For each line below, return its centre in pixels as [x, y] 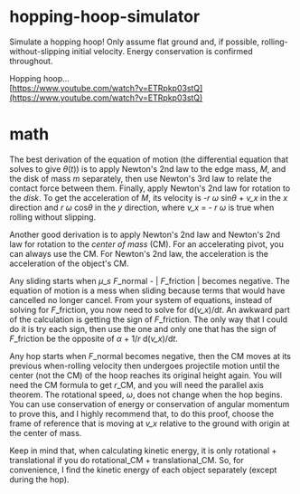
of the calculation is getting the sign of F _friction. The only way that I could [148, 319]
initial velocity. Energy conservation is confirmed [162, 51]
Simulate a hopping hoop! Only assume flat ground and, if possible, [135, 42]
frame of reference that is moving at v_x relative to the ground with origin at [150, 423]
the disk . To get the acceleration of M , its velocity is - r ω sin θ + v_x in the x [149, 197]
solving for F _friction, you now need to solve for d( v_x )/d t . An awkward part [150, 309]
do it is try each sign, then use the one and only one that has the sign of [143, 328]
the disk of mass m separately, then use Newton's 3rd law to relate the [141, 178]
